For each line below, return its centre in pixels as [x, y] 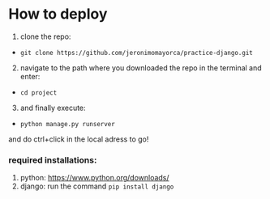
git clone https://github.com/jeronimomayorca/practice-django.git [136, 53]
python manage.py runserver [67, 124]
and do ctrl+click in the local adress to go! [79, 139]
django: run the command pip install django [97, 186]
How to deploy [58, 14]
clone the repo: [45, 36]
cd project [39, 93]
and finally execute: [53, 108]
